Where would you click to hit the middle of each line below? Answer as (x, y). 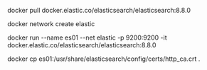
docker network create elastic (51, 24)
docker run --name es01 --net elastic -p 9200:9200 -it (87, 37)
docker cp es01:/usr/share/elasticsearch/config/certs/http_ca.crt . (104, 59)
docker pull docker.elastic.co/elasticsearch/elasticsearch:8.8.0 (99, 10)
